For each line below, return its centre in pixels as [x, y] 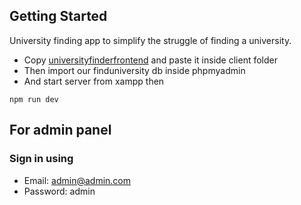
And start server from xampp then [94, 81]
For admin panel [60, 130]
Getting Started [58, 16]
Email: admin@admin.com [77, 180]
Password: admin [59, 191]
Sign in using [41, 159]
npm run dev [34, 99]
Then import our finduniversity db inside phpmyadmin [134, 70]
